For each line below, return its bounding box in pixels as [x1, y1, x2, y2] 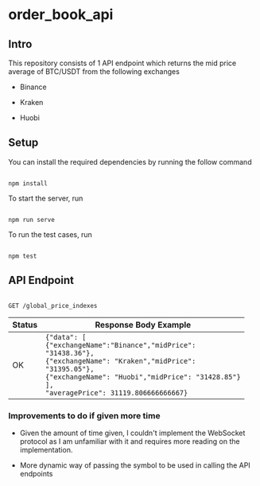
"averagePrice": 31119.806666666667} [45, 388, 188, 397]
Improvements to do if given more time [8, 410, 161, 421]
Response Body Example [95, 319, 192, 330]
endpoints [19, 469, 53, 478]
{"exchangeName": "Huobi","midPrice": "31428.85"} [45, 372, 241, 381]
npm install [8, 179, 48, 188]
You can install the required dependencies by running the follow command [8, 157, 252, 166]
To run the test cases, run [8, 229, 93, 239]
